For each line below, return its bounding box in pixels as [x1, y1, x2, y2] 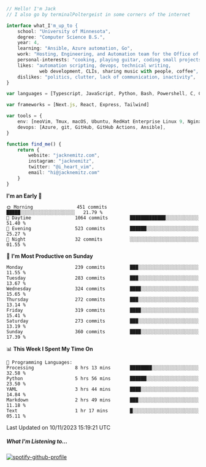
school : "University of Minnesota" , [17, 28, 112, 34]
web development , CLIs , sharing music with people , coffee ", [39, 68, 199, 74]
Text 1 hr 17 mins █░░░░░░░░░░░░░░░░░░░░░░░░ [6, 407, 199, 414]
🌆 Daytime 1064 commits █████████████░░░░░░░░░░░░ [6, 215, 199, 221]
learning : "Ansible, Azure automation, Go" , [17, 45, 133, 52]
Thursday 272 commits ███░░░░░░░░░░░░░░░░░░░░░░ [6, 296, 199, 303]
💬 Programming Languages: [6, 359, 72, 365]
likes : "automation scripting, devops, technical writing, [17, 62, 172, 69]
